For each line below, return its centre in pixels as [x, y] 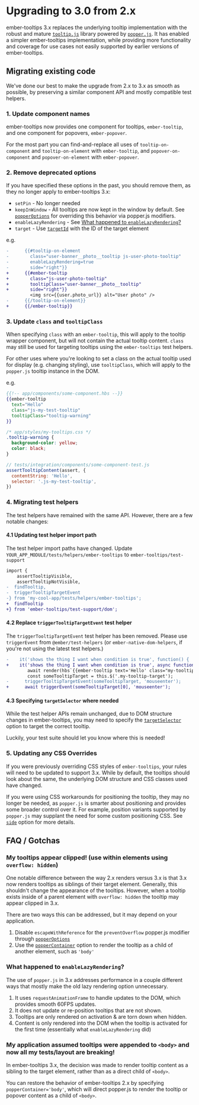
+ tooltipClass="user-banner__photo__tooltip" [74, 284]
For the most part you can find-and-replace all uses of [73, 144]
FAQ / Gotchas [33, 841]
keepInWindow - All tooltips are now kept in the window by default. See [99, 210]
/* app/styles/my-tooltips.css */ [49, 432]
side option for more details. [41, 822]
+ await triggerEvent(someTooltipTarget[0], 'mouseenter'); [88, 687]
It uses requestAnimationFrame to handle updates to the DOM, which [97, 997]
